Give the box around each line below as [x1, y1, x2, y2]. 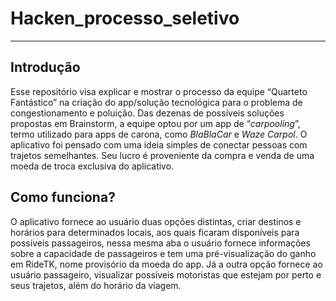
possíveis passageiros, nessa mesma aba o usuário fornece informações [10, 237, 311, 249]
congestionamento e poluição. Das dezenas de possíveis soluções [10, 107, 285, 119]
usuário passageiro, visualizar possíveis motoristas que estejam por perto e [10, 268, 322, 281]
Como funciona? [10, 189, 116, 206]
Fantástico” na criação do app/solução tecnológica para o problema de [10, 96, 303, 108]
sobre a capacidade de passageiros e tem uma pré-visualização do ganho [10, 247, 317, 259]
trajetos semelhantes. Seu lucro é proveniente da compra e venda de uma [10, 149, 315, 161]
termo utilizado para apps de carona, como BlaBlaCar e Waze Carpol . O [10, 128, 308, 140]
